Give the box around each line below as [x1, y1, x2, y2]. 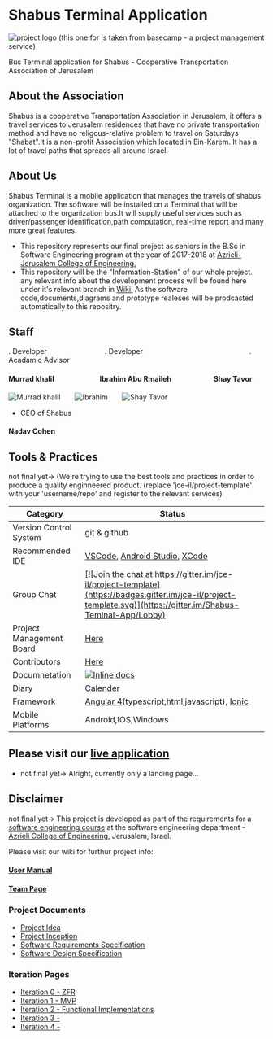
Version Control [12, 522, 72, 533]
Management [12, 632, 63, 644]
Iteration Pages [8, 969, 70, 980]
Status [159, 508, 186, 519]
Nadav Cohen [8, 426, 55, 436]
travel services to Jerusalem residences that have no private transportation [8, 120, 260, 129]
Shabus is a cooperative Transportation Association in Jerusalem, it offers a [8, 111, 262, 120]
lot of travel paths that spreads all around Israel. [8, 145, 169, 155]
